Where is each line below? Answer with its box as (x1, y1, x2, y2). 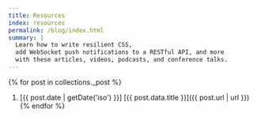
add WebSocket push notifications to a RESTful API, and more (15, 48, 225, 56)
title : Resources (8, 11, 66, 20)
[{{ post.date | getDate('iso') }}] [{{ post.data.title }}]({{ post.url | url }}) (19, 92, 250, 102)
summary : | (8, 33, 44, 42)
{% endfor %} (19, 100, 66, 111)
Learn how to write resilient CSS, (15, 41, 133, 49)
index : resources (8, 19, 66, 27)
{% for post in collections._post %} (8, 77, 123, 87)
